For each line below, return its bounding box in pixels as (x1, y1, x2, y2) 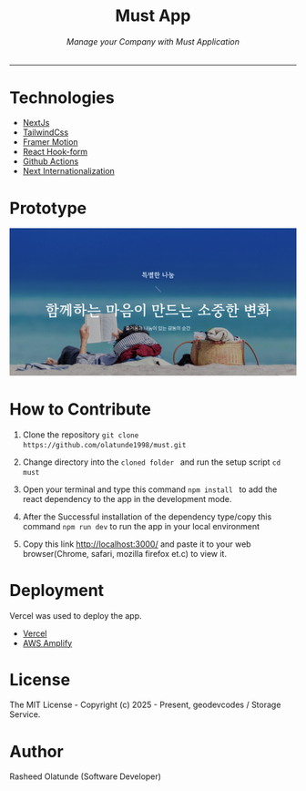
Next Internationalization (22, 166, 116, 177)
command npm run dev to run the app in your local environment (22, 520, 260, 531)
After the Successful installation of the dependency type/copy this (22, 511, 272, 522)
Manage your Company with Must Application (66, 36, 240, 46)
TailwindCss (22, 127, 69, 138)
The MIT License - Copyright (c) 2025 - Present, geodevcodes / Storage (9, 699, 281, 711)
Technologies (9, 87, 116, 108)
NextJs (22, 118, 50, 128)
